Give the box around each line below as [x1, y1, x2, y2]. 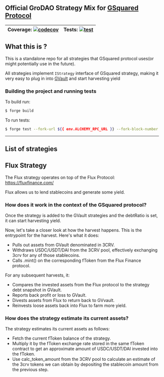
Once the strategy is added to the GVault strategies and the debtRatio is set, [5, 213, 158, 219]
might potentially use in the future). [5, 61, 76, 67]
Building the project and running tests [5, 88, 97, 95]
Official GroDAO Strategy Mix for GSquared [5, 4, 139, 12]
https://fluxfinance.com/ [5, 179, 54, 185]
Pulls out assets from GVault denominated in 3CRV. [12, 242, 115, 248]
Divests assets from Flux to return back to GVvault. [12, 298, 115, 303]
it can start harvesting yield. [5, 218, 61, 224]
